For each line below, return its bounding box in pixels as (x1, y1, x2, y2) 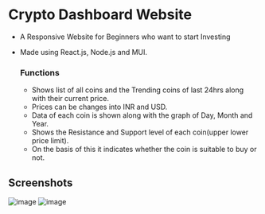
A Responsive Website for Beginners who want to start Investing (19, 32, 231, 41)
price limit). (31, 136, 69, 146)
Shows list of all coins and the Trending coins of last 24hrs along (31, 85, 244, 95)
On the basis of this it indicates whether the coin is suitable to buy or (31, 145, 257, 154)
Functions (19, 67, 60, 78)
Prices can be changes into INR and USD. (31, 102, 168, 112)
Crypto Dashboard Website (8, 6, 193, 24)
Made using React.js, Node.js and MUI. (19, 47, 148, 56)
